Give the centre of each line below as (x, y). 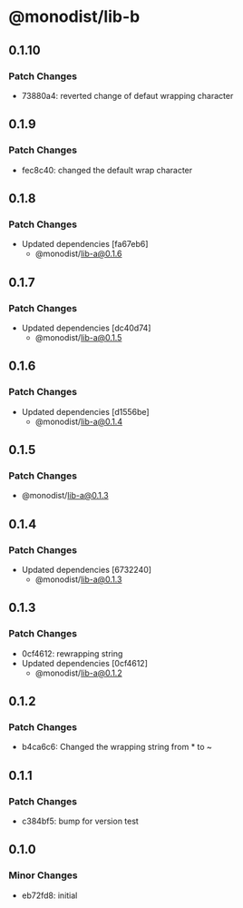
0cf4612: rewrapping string (72, 653)
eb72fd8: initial (49, 895)
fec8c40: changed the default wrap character (107, 170)
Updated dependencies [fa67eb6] (85, 244)
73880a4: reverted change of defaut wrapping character (127, 95)
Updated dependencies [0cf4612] (85, 663)
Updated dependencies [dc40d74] (86, 328)
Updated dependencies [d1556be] (86, 411)
